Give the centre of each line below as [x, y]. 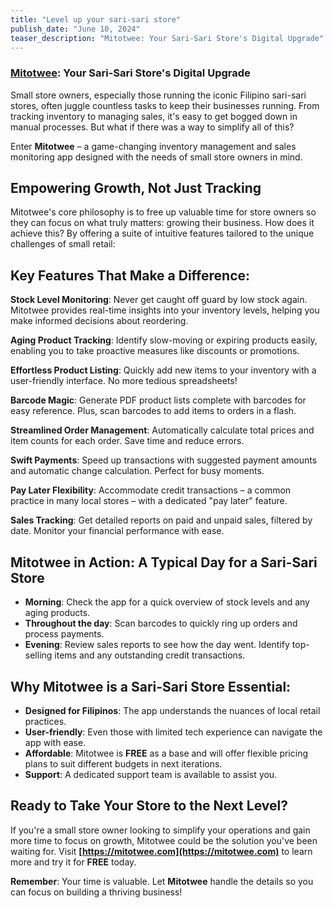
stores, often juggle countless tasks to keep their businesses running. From [165, 105]
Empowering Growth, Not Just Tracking [136, 188]
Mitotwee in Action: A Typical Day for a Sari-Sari [164, 562]
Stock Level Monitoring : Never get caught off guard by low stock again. [159, 300]
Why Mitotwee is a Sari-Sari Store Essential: [151, 686]
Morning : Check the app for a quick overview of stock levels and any [167, 602]
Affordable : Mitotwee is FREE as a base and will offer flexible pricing [166, 753]
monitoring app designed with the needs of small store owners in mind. [156, 157]
